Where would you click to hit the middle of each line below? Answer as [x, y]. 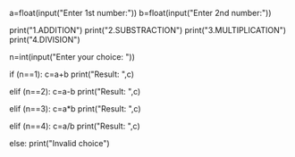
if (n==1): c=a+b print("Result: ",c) [72, 74]
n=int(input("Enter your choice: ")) [72, 57]
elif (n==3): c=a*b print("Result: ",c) [75, 109]
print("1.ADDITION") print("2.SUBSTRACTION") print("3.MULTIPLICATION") [148, 30]
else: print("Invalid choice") [59, 143]
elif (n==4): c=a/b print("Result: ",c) [75, 126]
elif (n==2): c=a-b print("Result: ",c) [75, 91]
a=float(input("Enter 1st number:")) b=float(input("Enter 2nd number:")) [140, 13]
